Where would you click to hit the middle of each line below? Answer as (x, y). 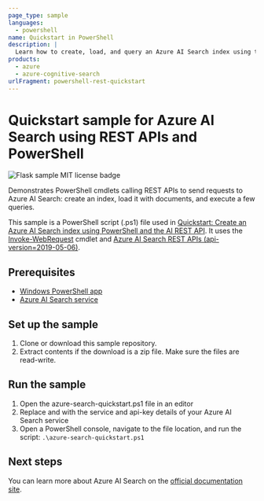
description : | (33, 45)
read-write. (38, 360)
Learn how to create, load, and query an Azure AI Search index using (133, 52)
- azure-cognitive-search (58, 74)
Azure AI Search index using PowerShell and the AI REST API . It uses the (126, 231)
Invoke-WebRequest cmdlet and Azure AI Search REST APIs (105, 239)
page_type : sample (38, 15)
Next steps (35, 462)
